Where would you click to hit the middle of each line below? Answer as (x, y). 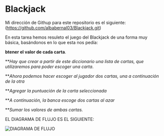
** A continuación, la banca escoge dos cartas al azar (60, 100)
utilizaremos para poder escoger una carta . (49, 67)
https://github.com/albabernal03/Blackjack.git (53, 27)
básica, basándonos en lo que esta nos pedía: (52, 42)
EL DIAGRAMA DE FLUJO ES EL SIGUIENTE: (50, 119)
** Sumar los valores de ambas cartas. (44, 110)
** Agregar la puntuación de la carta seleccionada (56, 91)
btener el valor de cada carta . (36, 52)
